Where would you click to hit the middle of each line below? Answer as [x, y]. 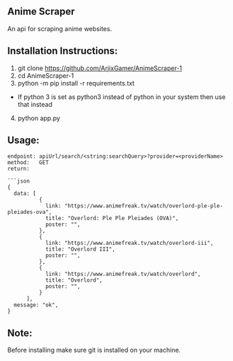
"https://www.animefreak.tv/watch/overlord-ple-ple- [143, 206]
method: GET [28, 163]
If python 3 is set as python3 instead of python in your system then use [121, 97]
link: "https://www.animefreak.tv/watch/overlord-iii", [129, 243]
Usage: [24, 141]
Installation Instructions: [63, 51]
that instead [35, 104]
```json [19, 181]
